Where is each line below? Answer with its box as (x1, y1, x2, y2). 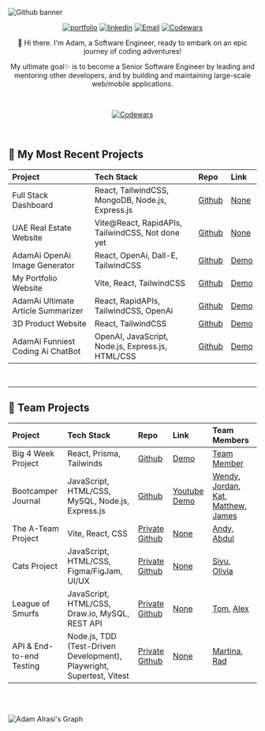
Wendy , (212, 470, 241, 481)
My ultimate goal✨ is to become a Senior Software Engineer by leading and (10, 62, 255, 71)
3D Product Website (12, 318, 87, 329)
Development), (67, 650, 122, 661)
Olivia (212, 565, 233, 576)
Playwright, (67, 660, 109, 671)
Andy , (212, 522, 234, 533)
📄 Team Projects (8, 401, 90, 415)
